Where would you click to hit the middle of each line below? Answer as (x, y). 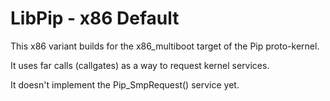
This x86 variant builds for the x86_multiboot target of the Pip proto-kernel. (165, 46)
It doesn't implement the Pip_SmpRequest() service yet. (125, 84)
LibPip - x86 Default (95, 18)
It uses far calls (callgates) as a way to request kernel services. (140, 65)
